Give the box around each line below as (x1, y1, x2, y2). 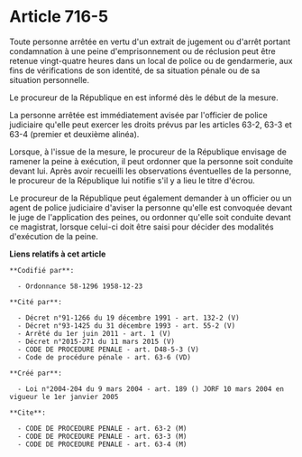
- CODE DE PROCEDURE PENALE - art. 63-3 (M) (17, 432, 188, 441)
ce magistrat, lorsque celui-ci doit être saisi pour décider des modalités (9, 221, 274, 232)
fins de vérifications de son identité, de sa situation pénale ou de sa (9, 65, 261, 76)
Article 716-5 (9, 6, 109, 27)
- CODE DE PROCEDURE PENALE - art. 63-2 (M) (17, 424, 188, 433)
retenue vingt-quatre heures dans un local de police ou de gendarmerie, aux (9, 55, 293, 66)
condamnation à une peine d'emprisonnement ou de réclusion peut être (9, 45, 277, 56)
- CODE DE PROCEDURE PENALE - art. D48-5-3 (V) (17, 345, 200, 354)
